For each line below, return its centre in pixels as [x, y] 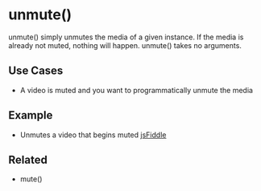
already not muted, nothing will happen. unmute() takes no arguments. [125, 45]
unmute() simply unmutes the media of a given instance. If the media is [126, 37]
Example [31, 115]
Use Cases [36, 71]
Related [28, 159]
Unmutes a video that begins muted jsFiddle [93, 135]
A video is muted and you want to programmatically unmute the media [137, 90]
